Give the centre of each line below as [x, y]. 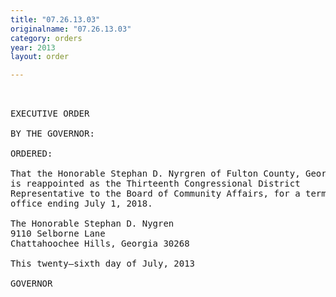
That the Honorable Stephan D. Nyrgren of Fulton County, [155, 174]
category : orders [46, 38]
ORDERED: [31, 154]
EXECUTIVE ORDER [50, 114]
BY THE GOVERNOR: [52, 134]
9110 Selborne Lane [58, 234]
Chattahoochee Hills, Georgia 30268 [100, 244]
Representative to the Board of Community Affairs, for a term [168, 194]
